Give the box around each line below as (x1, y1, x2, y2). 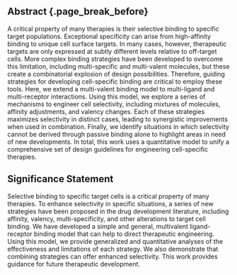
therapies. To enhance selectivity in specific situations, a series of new (7, 199, 214, 208)
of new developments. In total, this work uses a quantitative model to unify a (7, 137, 230, 146)
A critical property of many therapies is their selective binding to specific (7, 24, 219, 33)
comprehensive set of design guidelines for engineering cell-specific (7, 145, 209, 153)
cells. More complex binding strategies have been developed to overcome (7, 55, 224, 63)
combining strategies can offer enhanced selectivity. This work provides (7, 252, 218, 261)
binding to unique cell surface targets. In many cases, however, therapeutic (7, 39, 227, 48)
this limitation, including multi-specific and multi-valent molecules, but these (7, 62, 230, 70)
